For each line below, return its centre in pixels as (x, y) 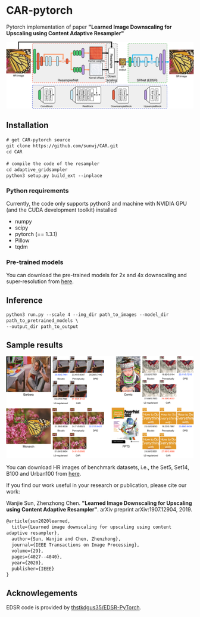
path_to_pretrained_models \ (42, 321)
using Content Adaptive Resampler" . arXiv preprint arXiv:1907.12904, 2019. (99, 510)
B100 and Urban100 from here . (44, 474)
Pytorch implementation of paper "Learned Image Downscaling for (89, 27)
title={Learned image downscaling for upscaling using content (91, 527)
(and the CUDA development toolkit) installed (62, 210)
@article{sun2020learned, (38, 521)
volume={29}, (28, 551)
